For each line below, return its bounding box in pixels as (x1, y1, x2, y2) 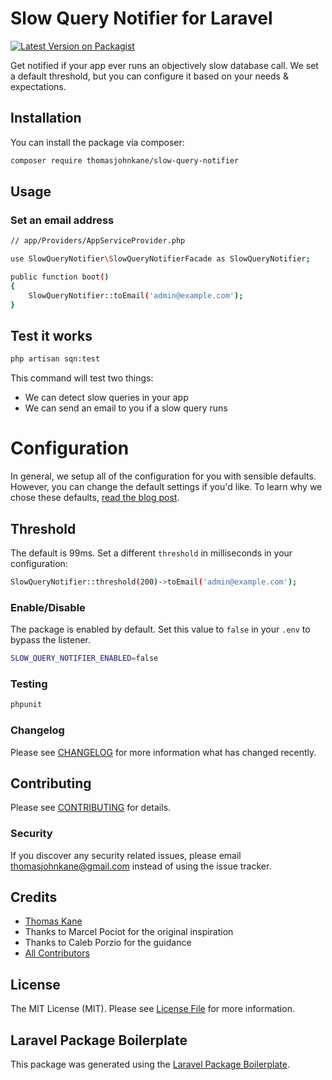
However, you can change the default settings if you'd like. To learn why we (10, 481, 323, 493)
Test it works (10, 327, 93, 344)
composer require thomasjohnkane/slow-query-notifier (10, 155, 240, 166)
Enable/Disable (10, 600, 86, 614)
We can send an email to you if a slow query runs (24, 402, 228, 414)
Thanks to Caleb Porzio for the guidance (24, 937, 192, 949)
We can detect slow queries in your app (24, 392, 189, 404)
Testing (10, 677, 48, 691)
